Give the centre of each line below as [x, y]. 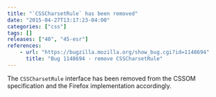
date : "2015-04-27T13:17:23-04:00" [59, 20]
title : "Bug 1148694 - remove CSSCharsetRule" [94, 59]
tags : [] [20, 33]
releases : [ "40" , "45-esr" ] [48, 39]
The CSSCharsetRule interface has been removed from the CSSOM [102, 78]
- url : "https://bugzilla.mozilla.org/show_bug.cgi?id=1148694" [115, 53]
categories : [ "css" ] [37, 26]
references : [24, 46]
